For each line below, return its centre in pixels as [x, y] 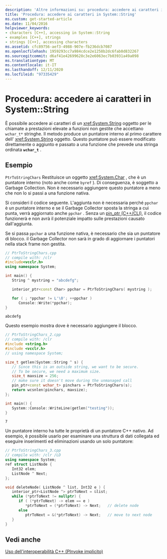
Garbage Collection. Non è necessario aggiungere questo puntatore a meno [83, 188]
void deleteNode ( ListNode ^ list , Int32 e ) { [55, 487]
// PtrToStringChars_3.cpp [33, 451]
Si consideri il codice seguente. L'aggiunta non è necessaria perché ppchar [82, 203]
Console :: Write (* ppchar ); [45, 303]
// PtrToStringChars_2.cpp [33, 335]
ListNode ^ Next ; [30, 474]
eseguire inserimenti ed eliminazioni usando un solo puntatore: [69, 441]
